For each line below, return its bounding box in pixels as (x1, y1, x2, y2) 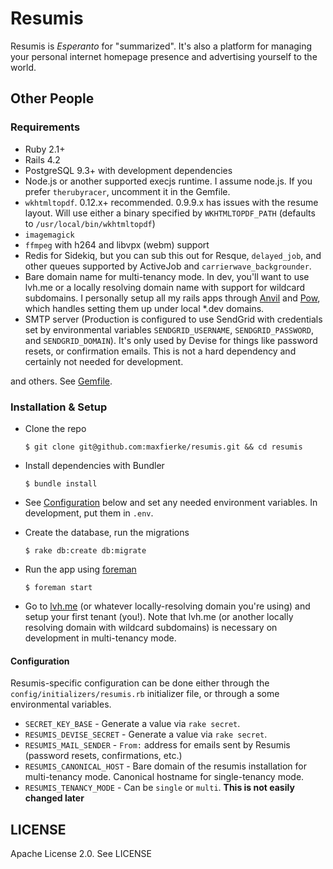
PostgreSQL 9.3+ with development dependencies (24, 164, 233, 176)
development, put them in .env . (24, 507, 154, 519)
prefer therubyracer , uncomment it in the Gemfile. (24, 185, 231, 197)
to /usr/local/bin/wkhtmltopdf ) (24, 217, 156, 229)
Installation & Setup (10, 400, 108, 414)
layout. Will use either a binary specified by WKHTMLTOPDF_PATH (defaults (24, 207, 316, 219)
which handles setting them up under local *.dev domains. (24, 302, 265, 314)
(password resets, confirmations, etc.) (24, 750, 183, 762)
